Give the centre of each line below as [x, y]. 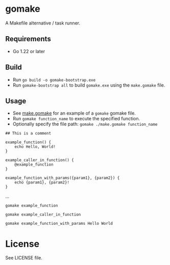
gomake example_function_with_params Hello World [59, 224]
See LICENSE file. [24, 258]
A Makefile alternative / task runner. [43, 23]
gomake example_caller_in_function [43, 215]
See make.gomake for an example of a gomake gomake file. [74, 113]
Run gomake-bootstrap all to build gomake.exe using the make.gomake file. [89, 85]
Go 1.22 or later [29, 51]
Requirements [28, 39]
